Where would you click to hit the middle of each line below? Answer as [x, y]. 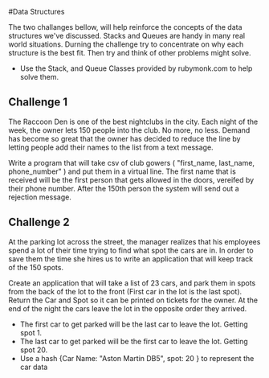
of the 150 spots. [36, 267]
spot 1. [31, 332]
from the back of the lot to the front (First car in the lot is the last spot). [125, 291]
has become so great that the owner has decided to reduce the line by [124, 138]
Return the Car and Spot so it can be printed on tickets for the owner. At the [133, 300]
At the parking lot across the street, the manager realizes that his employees [134, 241]
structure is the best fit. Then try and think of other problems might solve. [130, 53]
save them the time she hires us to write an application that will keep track [131, 259]
